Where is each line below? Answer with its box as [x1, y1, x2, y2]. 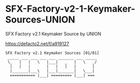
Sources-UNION [5, 14, 76, 25]
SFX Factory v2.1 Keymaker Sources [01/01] [5, 50, 100, 56]
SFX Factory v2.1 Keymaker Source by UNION [5, 31, 101, 37]
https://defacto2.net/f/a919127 [5, 40, 69, 46]
